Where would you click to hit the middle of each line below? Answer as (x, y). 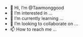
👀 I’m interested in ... (31, 13)
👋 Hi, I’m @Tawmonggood (37, 8)
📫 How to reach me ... (33, 29)
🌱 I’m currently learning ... (37, 18)
